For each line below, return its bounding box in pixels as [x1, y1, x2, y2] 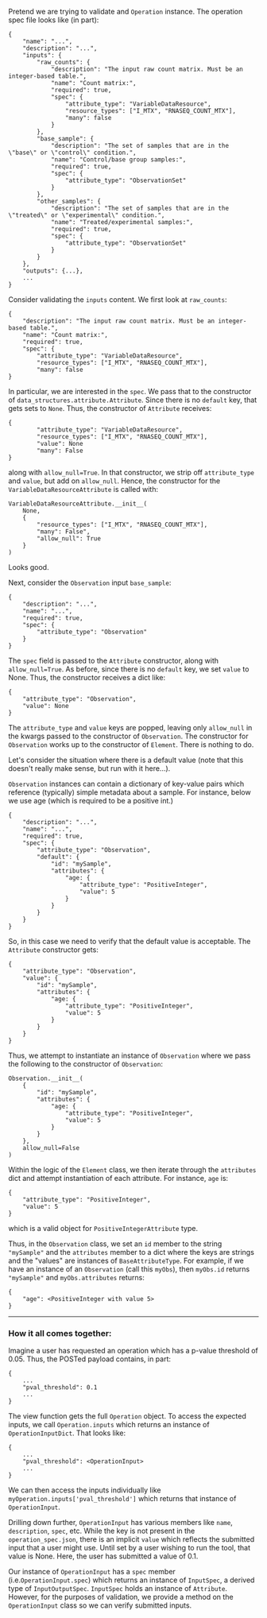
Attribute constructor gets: [8, 945, 99, 954]
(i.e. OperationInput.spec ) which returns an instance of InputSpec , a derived [8, 1575, 255, 1585]
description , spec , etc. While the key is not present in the [8, 1526, 195, 1536]
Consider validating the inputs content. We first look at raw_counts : [8, 295, 227, 304]
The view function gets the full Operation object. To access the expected [8, 1411, 246, 1421]
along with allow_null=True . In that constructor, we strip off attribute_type [8, 468, 255, 477]
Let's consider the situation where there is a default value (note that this [8, 755, 244, 764]
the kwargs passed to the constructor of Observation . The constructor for [8, 731, 249, 741]
